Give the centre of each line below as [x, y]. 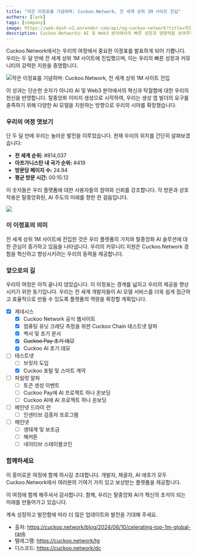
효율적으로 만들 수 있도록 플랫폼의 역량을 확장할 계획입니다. [79, 299]
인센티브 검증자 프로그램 [51, 414]
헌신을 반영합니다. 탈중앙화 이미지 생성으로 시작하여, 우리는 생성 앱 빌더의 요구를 [98, 98]
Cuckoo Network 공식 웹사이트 [59, 319]
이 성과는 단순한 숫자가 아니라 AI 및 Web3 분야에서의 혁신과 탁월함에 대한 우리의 [98, 90]
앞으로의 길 [21, 270]
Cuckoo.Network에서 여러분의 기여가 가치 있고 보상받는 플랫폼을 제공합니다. [94, 482]
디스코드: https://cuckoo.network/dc [58, 548]
